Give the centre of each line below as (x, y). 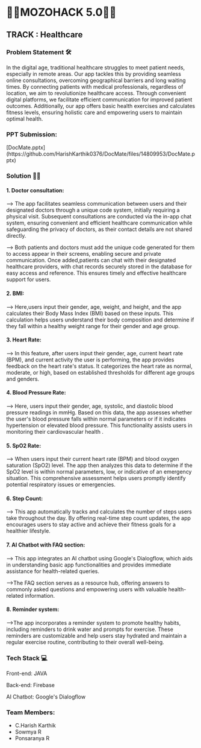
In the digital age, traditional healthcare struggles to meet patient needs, (96, 67)
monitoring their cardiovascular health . (55, 431)
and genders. (23, 379)
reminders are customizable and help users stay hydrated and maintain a (97, 635)
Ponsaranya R (32, 738)
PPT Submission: (32, 134)
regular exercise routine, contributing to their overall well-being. (85, 642)
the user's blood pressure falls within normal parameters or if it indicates (96, 419)
